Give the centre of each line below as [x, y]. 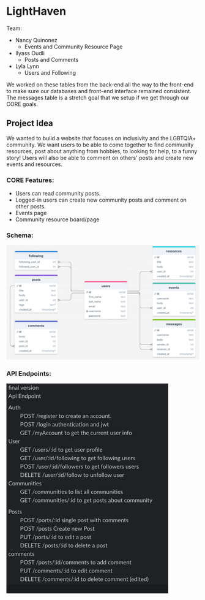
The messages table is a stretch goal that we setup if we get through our [98, 97]
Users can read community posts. [58, 194]
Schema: [20, 235]
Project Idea [30, 123]
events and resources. [35, 164]
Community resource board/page [57, 219]
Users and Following [50, 72]
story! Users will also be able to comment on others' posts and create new [100, 158]
